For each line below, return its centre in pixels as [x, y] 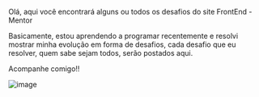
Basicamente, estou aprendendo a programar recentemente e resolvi [123, 36]
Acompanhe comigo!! [44, 69]
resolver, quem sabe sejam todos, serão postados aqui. [101, 53]
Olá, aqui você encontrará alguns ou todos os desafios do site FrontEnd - [130, 12]
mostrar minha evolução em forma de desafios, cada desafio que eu [122, 44]
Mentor [21, 20]
